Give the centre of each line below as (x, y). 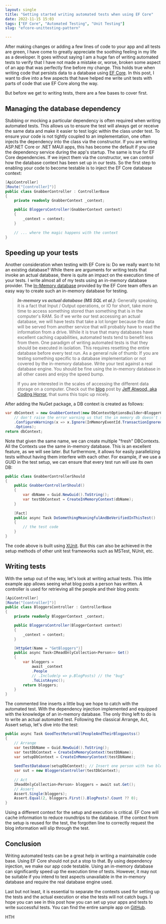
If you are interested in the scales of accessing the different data (83, 384)
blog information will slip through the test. (47, 828)
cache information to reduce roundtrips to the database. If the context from (82, 817)
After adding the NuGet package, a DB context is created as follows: (75, 404)
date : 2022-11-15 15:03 (30, 19)
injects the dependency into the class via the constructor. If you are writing (81, 141)
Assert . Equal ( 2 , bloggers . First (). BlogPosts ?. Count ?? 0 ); (76, 798)
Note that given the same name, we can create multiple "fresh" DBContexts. (83, 441)
